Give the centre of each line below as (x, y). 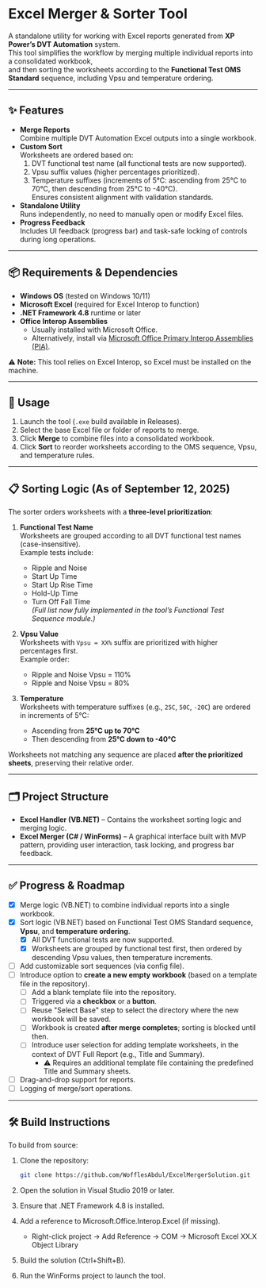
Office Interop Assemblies (64, 321)
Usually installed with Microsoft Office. (95, 330)
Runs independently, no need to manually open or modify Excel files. (131, 214)
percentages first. (49, 651)
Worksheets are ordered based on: (76, 155)
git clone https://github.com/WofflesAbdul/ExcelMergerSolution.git (135, 1175)
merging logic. (43, 828)
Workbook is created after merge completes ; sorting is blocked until (143, 1028)
